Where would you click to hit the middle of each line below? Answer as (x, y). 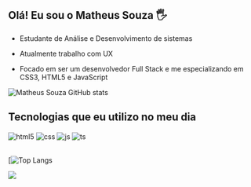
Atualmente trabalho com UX (66, 53)
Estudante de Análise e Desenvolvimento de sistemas (106, 38)
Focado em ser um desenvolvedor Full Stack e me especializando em (132, 68)
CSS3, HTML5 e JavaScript (64, 77)
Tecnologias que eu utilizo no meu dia (102, 117)
